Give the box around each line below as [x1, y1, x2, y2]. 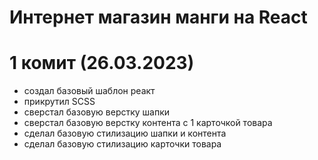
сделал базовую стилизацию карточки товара [23, 138, 222, 150]
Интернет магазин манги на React [9, 6, 308, 29]
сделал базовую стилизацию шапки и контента [23, 127, 227, 140]
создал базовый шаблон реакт [23, 85, 156, 97]
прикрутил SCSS [23, 96, 96, 108]
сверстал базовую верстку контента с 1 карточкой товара [23, 117, 273, 129]
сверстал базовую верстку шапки [23, 106, 171, 118]
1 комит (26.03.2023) [9, 52, 195, 75]
